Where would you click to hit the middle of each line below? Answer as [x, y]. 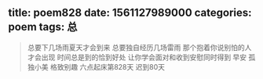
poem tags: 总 [43, 27]
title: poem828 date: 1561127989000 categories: [130, 13]
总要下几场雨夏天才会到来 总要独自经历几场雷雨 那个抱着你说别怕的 [136, 47]
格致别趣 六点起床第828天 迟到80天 [107, 66]
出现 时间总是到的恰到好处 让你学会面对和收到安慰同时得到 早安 [144, 57]
